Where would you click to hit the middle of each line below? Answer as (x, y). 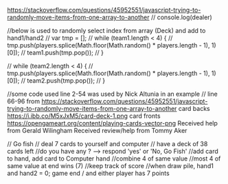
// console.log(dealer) (182, 17)
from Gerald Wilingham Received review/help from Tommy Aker (97, 131)
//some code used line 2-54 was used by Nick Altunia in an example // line (112, 94)
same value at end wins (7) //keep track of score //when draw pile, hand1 (111, 166)
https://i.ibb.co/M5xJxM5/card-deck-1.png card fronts (84, 116)
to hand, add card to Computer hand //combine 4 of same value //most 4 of (114, 159)
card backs (194, 109)
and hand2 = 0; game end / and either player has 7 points (88, 173)
